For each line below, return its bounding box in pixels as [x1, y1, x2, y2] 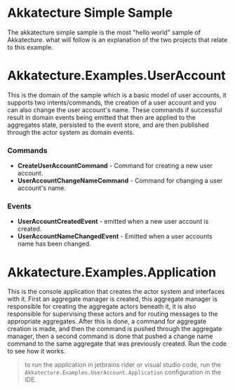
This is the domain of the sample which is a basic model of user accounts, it [7, 90, 227, 99]
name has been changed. [17, 240, 91, 248]
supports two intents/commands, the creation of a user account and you [7, 98, 217, 107]
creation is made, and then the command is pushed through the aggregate [7, 325, 222, 333]
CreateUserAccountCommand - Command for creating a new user [17, 161, 213, 170]
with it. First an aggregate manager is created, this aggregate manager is [7, 295, 217, 303]
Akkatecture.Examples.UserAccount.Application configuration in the [24, 368, 222, 377]
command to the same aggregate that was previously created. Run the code [7, 339, 227, 348]
